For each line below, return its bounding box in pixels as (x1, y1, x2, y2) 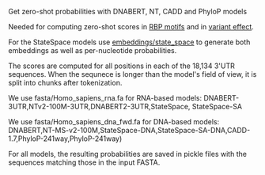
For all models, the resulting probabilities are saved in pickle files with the (8, 150, 248, 158)
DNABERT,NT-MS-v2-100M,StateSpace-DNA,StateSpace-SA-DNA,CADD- (8, 126, 251, 135)
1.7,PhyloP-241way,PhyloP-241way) (8, 134, 123, 143)
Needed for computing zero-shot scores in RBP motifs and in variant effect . (8, 22, 255, 31)
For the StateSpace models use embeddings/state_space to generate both (8, 37, 251, 47)
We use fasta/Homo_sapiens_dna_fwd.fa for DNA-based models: (8, 117, 220, 126)
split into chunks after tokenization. (8, 78, 123, 87)
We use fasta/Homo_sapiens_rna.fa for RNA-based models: (8, 93, 203, 102)
